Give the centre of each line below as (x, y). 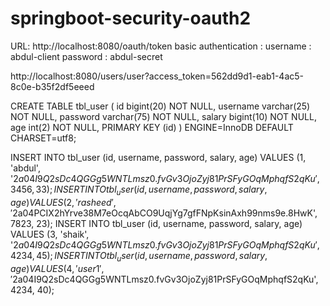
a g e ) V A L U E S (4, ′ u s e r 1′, (57, 268)
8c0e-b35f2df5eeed (52, 86)
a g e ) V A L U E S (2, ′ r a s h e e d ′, (63, 202)
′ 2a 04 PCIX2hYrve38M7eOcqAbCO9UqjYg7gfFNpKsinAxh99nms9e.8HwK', (164, 213)
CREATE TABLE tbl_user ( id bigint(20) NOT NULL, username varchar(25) (160, 106)
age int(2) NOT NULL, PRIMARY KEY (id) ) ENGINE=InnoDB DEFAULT (152, 127)
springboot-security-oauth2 (131, 18)
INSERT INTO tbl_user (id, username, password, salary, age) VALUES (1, (158, 157)
